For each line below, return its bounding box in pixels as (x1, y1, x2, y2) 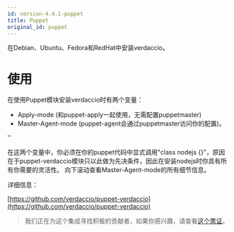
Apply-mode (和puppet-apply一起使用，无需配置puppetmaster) (17, 111, 202, 119)
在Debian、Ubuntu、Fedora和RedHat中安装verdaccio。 (7, 44, 169, 52)
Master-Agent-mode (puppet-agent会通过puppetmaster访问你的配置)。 (17, 119, 226, 128)
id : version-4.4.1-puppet (7, 10, 83, 18)
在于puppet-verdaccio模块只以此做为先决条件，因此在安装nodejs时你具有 (7, 157, 221, 166)
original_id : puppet (7, 23, 68, 30)
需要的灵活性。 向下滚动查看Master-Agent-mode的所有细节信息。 (19, 166, 210, 174)
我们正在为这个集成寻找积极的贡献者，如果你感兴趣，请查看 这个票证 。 (24, 216, 229, 226)
